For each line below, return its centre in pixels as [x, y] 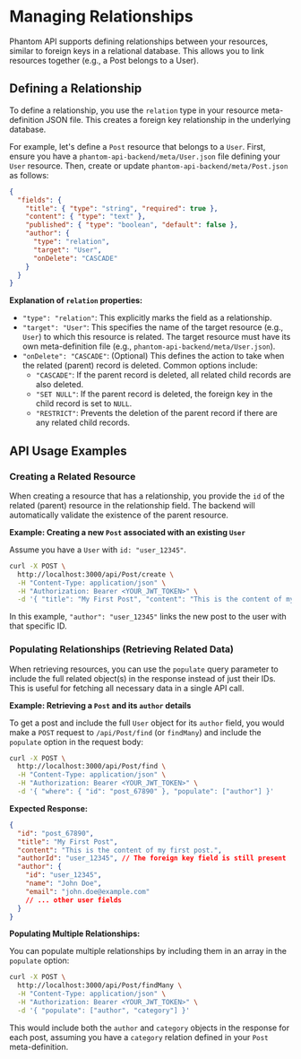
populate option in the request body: [76, 742]
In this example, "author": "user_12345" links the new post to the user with [148, 617]
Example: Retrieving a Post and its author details [100, 705]
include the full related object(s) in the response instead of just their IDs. [142, 678]
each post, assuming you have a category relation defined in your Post [139, 1037]
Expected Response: [48, 808]
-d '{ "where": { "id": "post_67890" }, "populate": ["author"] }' [146, 792]
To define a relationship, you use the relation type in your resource [134, 110]
